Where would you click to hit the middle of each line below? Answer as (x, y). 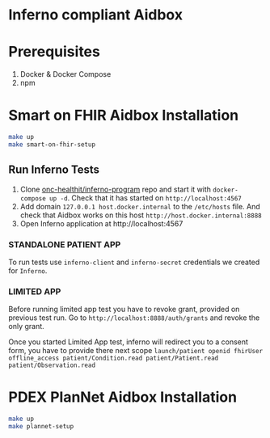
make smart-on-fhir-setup (52, 144)
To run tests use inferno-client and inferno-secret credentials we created (134, 262)
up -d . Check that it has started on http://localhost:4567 (146, 198)
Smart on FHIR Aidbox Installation (124, 116)
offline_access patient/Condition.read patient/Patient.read (114, 358)
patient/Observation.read (52, 365)
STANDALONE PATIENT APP (65, 244)
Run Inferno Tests (54, 170)
